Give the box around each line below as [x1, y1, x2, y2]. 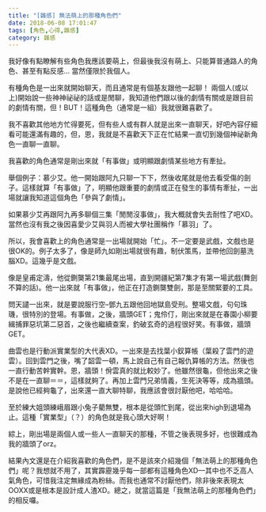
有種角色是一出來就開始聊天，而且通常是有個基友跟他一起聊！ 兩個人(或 [8, 83, 242, 93]
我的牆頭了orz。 [8, 439, 61, 449]
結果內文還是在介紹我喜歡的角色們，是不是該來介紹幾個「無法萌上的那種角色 [8, 456, 258, 465]
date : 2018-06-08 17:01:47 [8, 19, 97, 27]
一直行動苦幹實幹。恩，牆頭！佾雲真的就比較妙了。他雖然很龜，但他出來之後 [8, 366, 258, 376]
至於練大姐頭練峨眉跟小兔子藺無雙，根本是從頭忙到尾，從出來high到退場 [8, 403, 245, 412]
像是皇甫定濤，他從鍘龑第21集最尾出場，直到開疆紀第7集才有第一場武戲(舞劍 [8, 273, 258, 283]
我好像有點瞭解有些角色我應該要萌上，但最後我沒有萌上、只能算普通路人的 [8, 56, 251, 66]
